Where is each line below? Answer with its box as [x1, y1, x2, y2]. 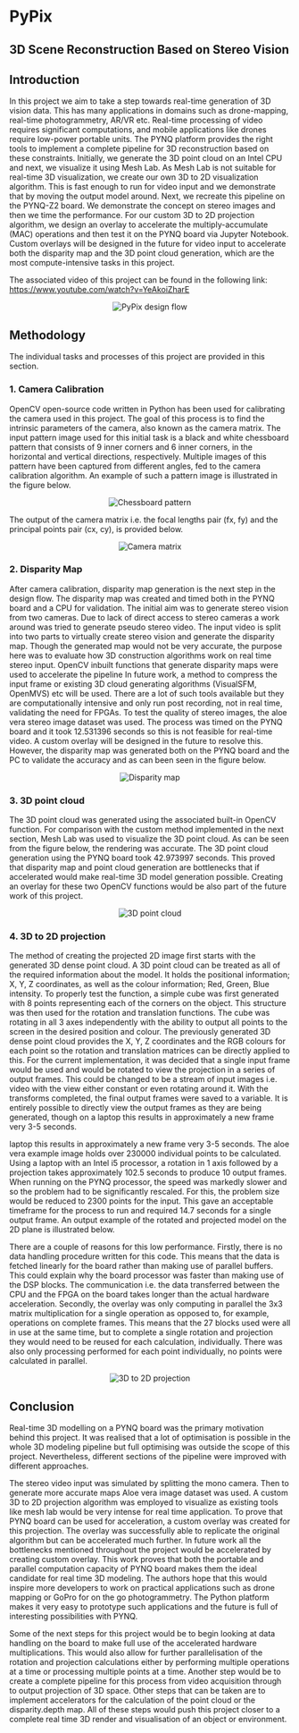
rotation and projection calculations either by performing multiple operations [9, 1657, 290, 1668]
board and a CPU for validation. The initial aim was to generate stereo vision [9, 602, 288, 613]
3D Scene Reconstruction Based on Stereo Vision [9, 42, 290, 57]
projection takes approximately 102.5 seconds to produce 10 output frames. [9, 1167, 287, 1178]
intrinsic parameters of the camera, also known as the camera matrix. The [9, 422, 281, 433]
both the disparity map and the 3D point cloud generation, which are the [9, 248, 275, 258]
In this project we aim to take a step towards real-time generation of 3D [9, 96, 271, 106]
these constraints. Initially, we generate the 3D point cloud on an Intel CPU [9, 153, 283, 164]
